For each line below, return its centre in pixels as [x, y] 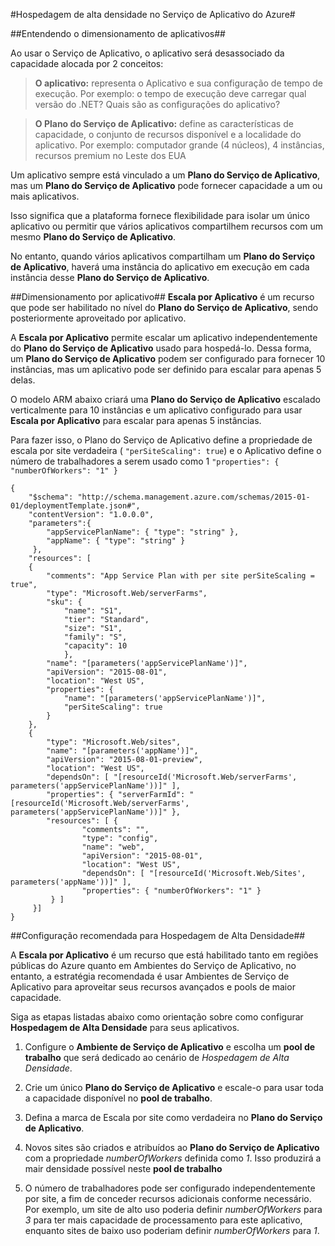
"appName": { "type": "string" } [116, 541]
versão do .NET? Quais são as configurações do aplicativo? [157, 104]
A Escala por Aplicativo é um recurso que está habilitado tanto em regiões [164, 955]
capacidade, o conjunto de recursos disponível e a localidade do [168, 134]
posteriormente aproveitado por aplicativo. [98, 318]
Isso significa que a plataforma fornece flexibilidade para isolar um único [160, 215]
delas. [23, 380]
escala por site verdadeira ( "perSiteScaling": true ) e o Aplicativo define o [166, 450]
